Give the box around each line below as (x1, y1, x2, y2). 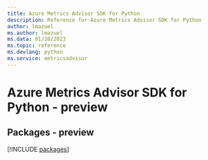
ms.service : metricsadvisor (7, 55, 88, 62)
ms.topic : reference (7, 42, 67, 49)
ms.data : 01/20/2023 (7, 36, 67, 43)
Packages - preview (7, 127, 94, 139)
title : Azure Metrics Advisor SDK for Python (7, 10, 140, 17)
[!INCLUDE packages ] (7, 145, 70, 153)
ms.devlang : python (7, 49, 63, 56)
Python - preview (7, 99, 108, 114)
